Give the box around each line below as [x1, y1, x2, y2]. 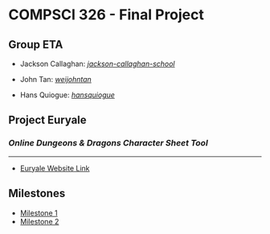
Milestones [8, 187, 66, 200]
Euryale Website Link [19, 163, 90, 173]
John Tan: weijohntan [19, 75, 92, 84]
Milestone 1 [19, 207, 58, 218]
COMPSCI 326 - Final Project [8, 6, 205, 24]
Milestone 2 [19, 216, 59, 226]
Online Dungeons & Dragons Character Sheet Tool [8, 138, 209, 149]
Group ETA [8, 38, 63, 51]
